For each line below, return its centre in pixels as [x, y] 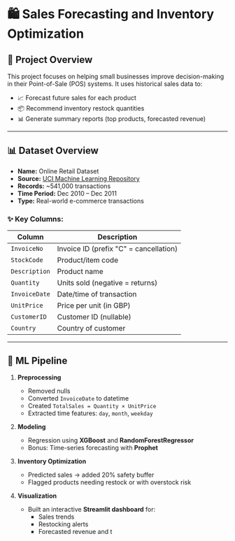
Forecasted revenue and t [75, 531]
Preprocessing [39, 377]
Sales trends [56, 517]
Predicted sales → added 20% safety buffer [91, 475]
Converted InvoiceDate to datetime [78, 398]
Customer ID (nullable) [94, 317]
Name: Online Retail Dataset [58, 171]
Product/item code [88, 260]
